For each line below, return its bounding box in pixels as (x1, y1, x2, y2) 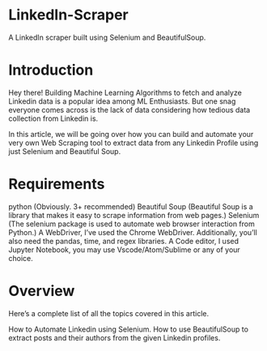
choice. (8, 253, 34, 263)
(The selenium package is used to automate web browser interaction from (8, 219, 255, 229)
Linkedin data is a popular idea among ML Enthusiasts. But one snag (8, 96, 236, 106)
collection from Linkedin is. (8, 113, 99, 123)
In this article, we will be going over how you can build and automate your (8, 129, 254, 139)
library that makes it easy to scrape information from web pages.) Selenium (8, 210, 260, 220)
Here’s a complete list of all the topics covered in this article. (8, 308, 209, 318)
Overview (8, 282, 75, 300)
